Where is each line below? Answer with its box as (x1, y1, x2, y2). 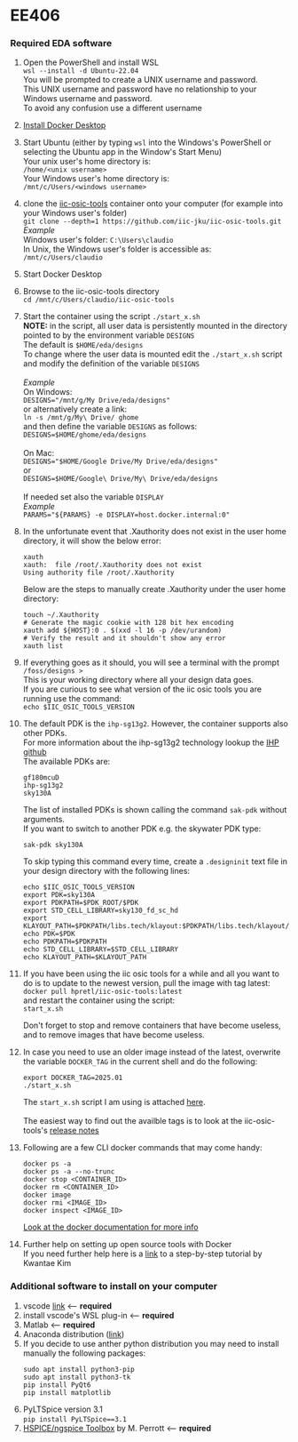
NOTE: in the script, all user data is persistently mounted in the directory (22, 321, 287, 332)
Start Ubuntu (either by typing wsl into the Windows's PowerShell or (22, 137, 271, 148)
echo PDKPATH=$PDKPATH (22, 937, 107, 947)
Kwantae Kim (22, 1258, 72, 1269)
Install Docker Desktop (22, 120, 106, 131)
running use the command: (22, 693, 122, 704)
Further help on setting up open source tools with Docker (22, 1239, 232, 1250)
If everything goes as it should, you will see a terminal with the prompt (22, 657, 280, 668)
